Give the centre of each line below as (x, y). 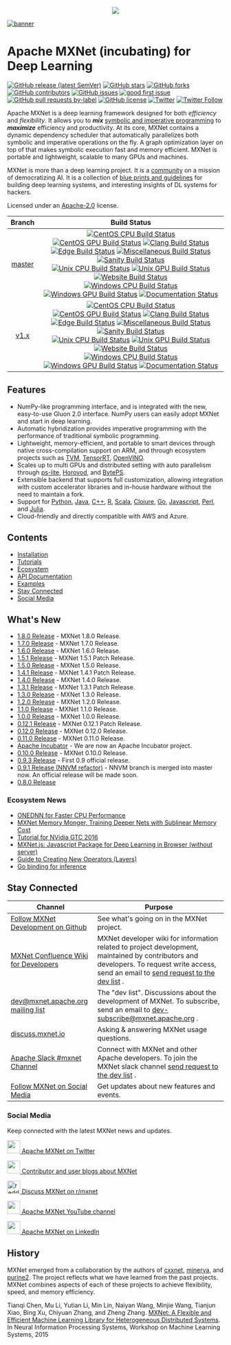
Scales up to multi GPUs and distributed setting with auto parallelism (114, 465)
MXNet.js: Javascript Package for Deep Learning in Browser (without (115, 844)
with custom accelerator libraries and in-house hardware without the (114, 487)
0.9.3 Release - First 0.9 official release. (74, 761)
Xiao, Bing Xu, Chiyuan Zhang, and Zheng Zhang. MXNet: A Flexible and (109, 1312)
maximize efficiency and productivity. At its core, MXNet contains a (103, 127)
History (23, 1253)
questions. (114, 1038)
